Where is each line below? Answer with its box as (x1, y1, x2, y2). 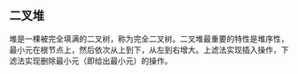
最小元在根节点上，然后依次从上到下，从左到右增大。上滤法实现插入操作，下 (9, 44, 289, 55)
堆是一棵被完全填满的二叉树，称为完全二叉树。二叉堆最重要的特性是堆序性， (9, 33, 289, 44)
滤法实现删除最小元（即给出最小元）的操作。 (9, 55, 173, 66)
